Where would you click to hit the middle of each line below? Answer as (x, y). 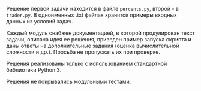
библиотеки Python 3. (34, 70)
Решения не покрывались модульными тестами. (69, 81)
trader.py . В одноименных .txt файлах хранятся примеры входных (91, 15)
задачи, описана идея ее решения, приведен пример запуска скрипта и (99, 39)
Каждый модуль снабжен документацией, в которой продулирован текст (100, 33)
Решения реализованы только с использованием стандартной (87, 63)
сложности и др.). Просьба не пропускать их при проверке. (83, 52)
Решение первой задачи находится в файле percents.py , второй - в (92, 9)
